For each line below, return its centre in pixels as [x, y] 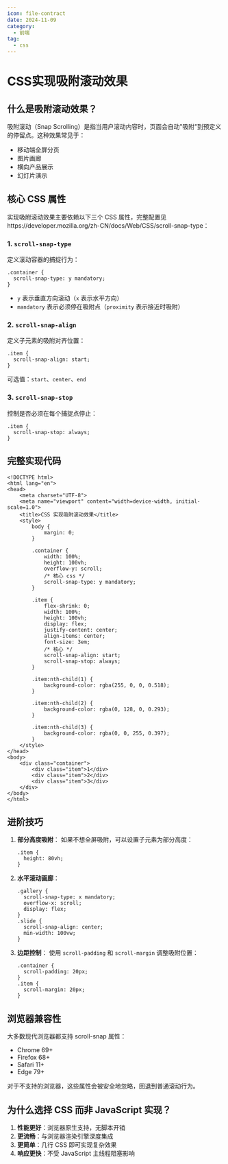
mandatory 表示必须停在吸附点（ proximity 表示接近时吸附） [100, 307]
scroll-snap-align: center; [64, 927]
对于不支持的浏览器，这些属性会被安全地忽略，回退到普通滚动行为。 [103, 1086]
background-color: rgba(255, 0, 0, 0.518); [106, 685]
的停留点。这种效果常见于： [46, 135]
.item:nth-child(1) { [63, 679]
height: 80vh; [43, 859]
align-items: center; [75, 636]
